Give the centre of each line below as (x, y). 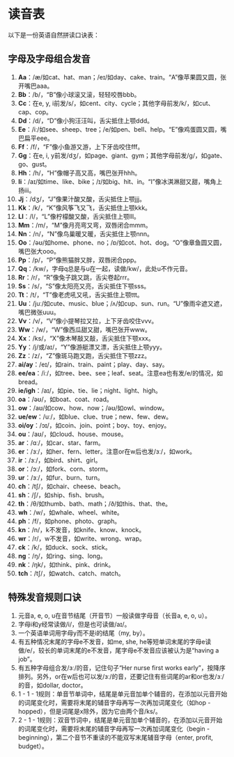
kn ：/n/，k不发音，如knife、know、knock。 (81, 529)
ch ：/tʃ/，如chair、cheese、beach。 (71, 486)
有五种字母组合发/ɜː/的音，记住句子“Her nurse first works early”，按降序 (122, 668)
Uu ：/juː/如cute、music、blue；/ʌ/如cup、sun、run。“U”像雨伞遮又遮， (122, 303)
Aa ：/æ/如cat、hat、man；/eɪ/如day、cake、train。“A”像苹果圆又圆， (119, 77)
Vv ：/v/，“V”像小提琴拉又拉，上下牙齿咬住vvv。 (88, 320)
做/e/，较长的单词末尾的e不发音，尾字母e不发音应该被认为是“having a (118, 650)
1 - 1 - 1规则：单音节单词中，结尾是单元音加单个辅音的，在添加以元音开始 (123, 694)
